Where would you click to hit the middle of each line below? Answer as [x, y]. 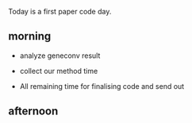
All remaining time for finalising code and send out [102, 86]
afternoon [33, 111]
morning [30, 36]
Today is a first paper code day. [60, 12]
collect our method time [59, 71]
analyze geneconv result [60, 56]
